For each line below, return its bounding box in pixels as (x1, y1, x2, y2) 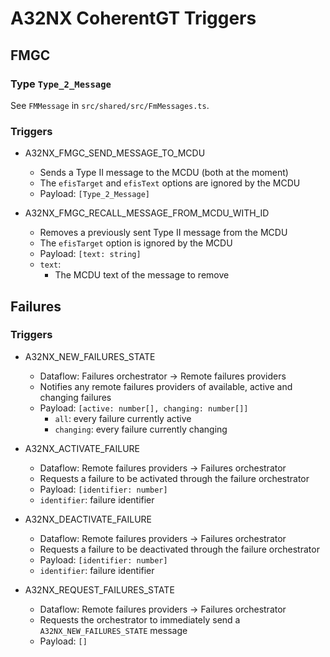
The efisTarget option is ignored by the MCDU (39, 237, 233, 249)
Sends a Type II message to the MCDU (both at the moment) (39, 167, 289, 179)
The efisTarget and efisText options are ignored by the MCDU (39, 177, 301, 189)
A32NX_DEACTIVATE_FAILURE (24, 513, 152, 525)
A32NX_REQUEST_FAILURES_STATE (24, 583, 175, 596)
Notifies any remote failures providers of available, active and (39, 380, 293, 392)
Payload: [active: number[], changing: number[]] (39, 402, 249, 414)
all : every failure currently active (54, 412, 192, 424)
